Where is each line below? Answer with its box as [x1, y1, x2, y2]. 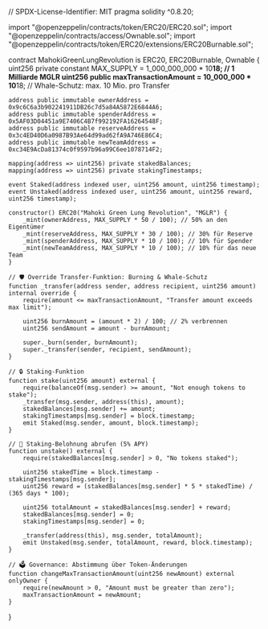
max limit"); [8, 303, 52, 311]
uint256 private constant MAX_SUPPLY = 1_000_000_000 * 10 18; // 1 [8, 64, 235, 73]
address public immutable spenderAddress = [8, 110, 156, 118]
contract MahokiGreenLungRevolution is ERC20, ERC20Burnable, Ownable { [8, 55, 261, 64]
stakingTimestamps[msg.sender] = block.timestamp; [22, 412, 196, 420]
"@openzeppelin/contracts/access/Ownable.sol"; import [8, 31, 196, 40]
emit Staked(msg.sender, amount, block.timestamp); [22, 419, 199, 427]
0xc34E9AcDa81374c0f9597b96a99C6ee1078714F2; [8, 146, 163, 154]
